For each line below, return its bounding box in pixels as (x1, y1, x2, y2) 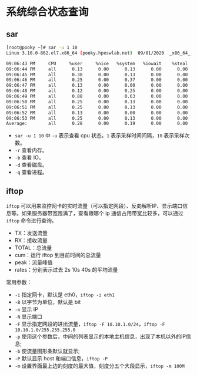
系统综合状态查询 (6, 5, 89, 19)
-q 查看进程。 (14, 168, 48, 176)
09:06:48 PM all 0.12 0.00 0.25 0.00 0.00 (6, 88, 188, 94)
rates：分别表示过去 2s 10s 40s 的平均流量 (14, 266, 118, 273)
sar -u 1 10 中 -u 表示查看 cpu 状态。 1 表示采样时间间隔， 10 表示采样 (14, 132, 185, 139)
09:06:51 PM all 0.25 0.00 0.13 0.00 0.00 (6, 104, 188, 110)
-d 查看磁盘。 (14, 161, 48, 168)
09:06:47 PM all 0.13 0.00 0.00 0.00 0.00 (6, 83, 188, 89)
